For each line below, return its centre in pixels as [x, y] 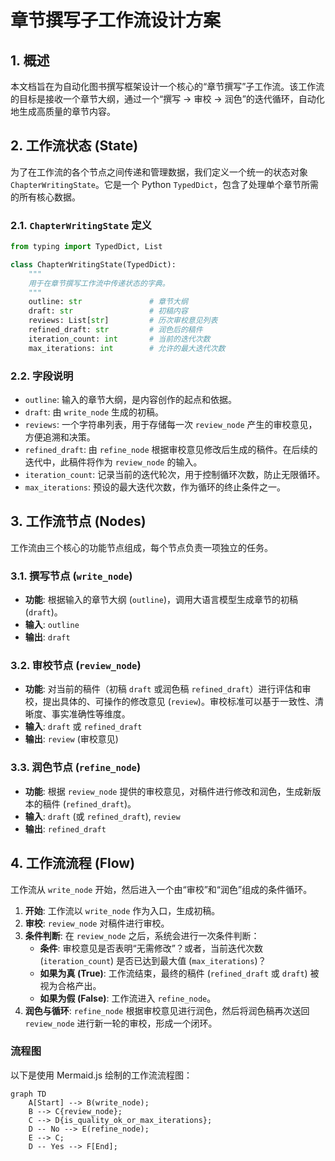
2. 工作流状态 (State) [74, 146]
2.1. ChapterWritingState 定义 [81, 225]
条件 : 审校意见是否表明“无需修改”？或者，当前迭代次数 [151, 948]
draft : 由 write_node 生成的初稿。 [94, 412]
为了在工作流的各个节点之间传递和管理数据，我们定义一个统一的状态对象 [159, 172]
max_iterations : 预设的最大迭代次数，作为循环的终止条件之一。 [155, 487]
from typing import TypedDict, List [86, 247]
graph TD [28, 1094]
